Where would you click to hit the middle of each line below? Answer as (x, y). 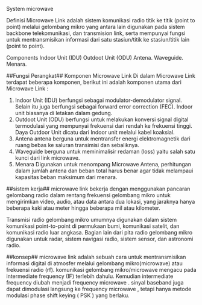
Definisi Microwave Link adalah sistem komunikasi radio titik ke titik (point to (101, 20)
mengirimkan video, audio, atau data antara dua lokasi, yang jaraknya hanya (101, 202)
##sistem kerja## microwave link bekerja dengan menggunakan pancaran (98, 189)
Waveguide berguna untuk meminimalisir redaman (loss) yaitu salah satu (105, 151)
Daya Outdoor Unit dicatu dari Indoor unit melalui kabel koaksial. (95, 132)
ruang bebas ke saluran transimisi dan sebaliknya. (77, 145)
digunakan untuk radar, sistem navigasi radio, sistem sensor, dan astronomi (100, 239)
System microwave (30, 9)
